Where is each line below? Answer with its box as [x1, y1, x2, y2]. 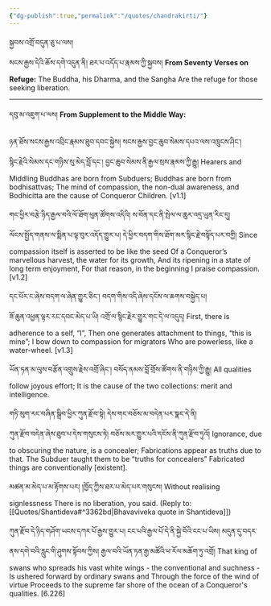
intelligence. [9, 389, 50, 399]
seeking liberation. [9, 82, 71, 93]
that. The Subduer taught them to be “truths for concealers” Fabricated [9, 454, 244, 463]
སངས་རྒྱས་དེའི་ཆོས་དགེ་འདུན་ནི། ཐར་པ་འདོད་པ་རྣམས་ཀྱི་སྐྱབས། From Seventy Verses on [9, 57, 248, 67]
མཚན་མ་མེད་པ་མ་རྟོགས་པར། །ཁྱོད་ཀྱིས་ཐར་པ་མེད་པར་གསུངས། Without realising [9, 481, 220, 492]
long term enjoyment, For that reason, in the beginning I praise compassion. [9, 264, 261, 273]
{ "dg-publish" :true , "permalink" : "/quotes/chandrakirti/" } [9, 11, 207, 20]
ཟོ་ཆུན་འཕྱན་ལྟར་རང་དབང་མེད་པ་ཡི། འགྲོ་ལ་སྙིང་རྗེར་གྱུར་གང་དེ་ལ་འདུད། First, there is [9, 311, 230, 321]
